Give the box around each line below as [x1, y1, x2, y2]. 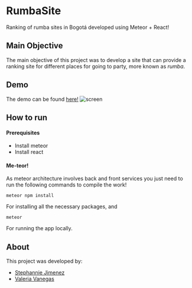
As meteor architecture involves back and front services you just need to [6, 175, 183, 182]
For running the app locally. [6, 225, 73, 232]
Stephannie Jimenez [14, 269, 65, 276]
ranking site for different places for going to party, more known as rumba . [6, 63, 186, 70]
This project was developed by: [6, 258, 83, 265]
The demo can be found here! [6, 96, 79, 103]
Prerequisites [6, 129, 40, 136]
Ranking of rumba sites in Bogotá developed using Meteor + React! [6, 24, 170, 31]
